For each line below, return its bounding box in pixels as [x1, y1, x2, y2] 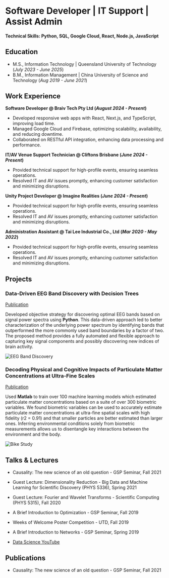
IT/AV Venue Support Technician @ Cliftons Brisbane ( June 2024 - [5, 152, 148, 158]
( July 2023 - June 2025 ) [12, 66, 64, 72]
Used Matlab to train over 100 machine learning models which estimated [5, 394, 156, 400]
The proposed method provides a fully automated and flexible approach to [5, 333, 160, 339]
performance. [12, 142, 41, 148]
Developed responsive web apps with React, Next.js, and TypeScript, [12, 115, 156, 121]
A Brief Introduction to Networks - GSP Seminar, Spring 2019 [12, 529, 139, 535]
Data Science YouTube [12, 539, 60, 545]
